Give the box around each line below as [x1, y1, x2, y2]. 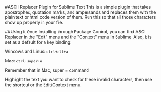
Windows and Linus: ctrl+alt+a [5, 48, 69, 54]
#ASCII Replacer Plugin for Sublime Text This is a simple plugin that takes [5, 4, 151, 10]
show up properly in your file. [5, 19, 64, 25]
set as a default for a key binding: [5, 39, 72, 45]
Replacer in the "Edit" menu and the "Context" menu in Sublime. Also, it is [5, 34, 152, 40]
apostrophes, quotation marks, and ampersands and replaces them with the [5, 9, 156, 15]
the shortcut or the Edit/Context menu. [5, 82, 82, 88]
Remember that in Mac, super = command [5, 67, 89, 73]
